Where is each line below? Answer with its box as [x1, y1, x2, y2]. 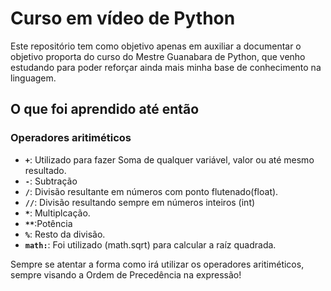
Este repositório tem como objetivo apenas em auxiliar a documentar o [10, 40, 302, 52]
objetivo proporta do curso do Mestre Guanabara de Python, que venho [10, 50, 306, 62]
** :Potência [24, 217, 73, 229]
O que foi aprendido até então [10, 101, 200, 118]
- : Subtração [24, 175, 78, 187]
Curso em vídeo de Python [10, 7, 236, 30]
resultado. [24, 164, 67, 176]
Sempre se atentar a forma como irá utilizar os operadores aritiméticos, [10, 258, 305, 270]
